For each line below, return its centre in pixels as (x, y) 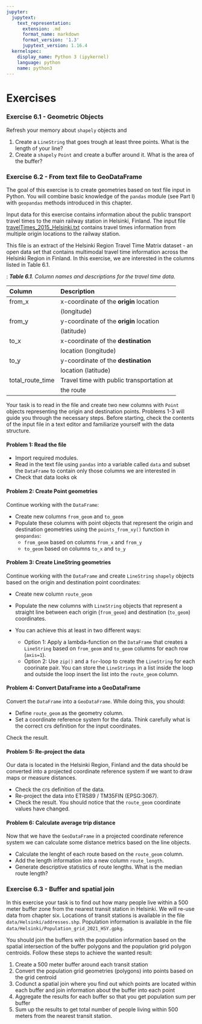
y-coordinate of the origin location (110, 321)
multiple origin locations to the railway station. (63, 234)
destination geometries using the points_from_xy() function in (92, 529)
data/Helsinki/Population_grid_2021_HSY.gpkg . (65, 928)
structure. (18, 431)
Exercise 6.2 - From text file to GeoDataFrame (74, 177)
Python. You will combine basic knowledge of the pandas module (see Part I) (101, 197)
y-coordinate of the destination (106, 360)
